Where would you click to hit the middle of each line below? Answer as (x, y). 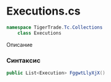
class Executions (40, 33)
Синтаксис (24, 60)
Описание (19, 44)
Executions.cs (44, 11)
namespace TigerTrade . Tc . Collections (55, 27)
